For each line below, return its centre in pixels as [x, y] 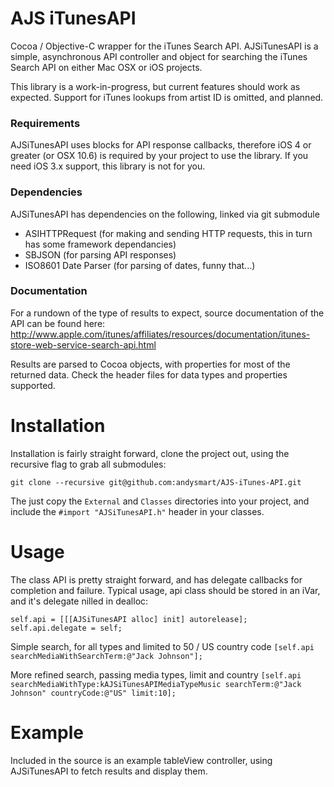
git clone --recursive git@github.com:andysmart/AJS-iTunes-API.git [156, 482]
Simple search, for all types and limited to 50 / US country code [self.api [162, 646]
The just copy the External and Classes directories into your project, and [160, 501]
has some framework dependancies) [100, 244]
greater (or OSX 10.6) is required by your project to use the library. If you [159, 156]
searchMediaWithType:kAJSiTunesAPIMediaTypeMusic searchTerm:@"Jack [156, 684]
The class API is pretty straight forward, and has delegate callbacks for [156, 579]
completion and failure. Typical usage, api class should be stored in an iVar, [165, 590]
